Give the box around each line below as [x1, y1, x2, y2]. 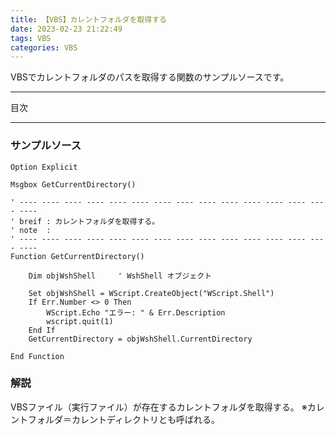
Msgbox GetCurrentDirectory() [10, 179, 137, 190]
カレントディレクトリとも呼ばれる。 [71, 413, 221, 425]
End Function [10, 351, 65, 361]
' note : [10, 225, 52, 235]
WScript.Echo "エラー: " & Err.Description [46, 307, 226, 318]
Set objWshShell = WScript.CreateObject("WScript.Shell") [28, 288, 275, 298]
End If [28, 325, 56, 335]
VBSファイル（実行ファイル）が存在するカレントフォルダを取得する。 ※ [10, 401, 308, 413]
